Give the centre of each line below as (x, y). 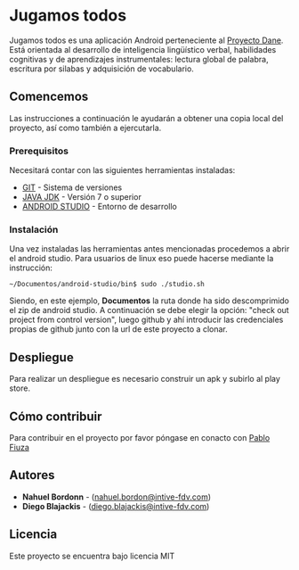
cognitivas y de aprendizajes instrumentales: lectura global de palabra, (139, 59)
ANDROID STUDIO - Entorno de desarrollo (100, 207)
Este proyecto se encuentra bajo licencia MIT (92, 556)
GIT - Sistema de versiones (72, 187)
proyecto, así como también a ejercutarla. (85, 128)
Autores (32, 475)
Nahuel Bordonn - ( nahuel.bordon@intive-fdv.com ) (117, 497)
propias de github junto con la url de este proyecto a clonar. (119, 329)
